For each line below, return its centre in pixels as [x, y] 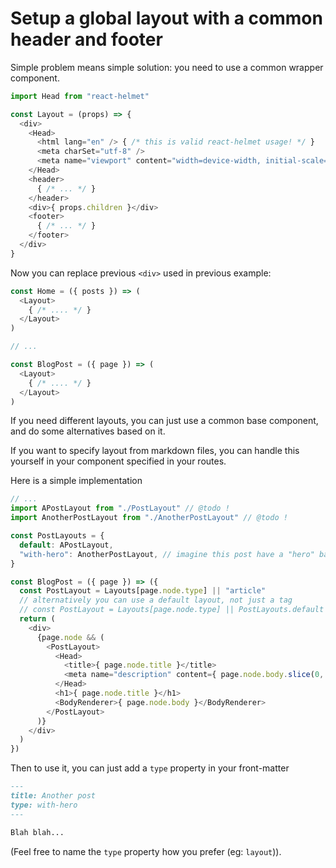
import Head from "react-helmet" [80, 96]
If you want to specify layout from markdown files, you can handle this [155, 451]
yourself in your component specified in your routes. [118, 461]
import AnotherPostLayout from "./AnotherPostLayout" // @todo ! [149, 518]
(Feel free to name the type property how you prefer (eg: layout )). [146, 851]
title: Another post [53, 796]
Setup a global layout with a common [166, 18]
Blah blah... [37, 832]
